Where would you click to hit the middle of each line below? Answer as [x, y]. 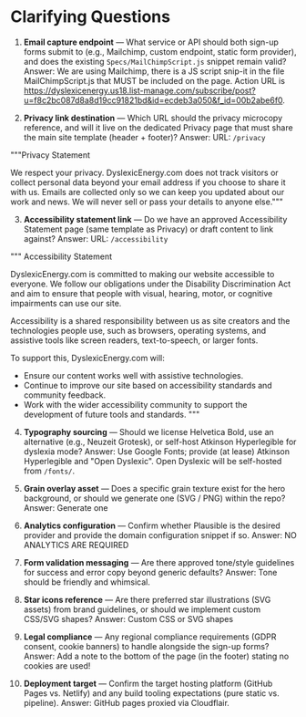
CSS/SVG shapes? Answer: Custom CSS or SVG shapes [128, 618]
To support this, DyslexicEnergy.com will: [87, 358]
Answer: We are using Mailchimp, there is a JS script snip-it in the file [154, 71]
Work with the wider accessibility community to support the [135, 404]
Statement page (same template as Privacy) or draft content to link [148, 229]
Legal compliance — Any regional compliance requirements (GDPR [150, 637]
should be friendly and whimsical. [87, 582]
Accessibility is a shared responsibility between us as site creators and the [150, 320]
